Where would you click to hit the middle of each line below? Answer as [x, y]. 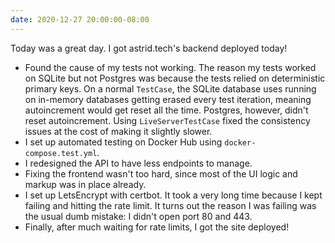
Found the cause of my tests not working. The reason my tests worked [170, 67]
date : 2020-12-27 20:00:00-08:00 [80, 19]
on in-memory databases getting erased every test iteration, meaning [168, 99]
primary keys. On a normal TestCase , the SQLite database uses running [170, 88]
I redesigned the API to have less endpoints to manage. [138, 163]
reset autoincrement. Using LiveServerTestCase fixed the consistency [167, 120]
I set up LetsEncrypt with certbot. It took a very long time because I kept [173, 195]
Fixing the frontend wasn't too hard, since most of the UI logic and [161, 173]
